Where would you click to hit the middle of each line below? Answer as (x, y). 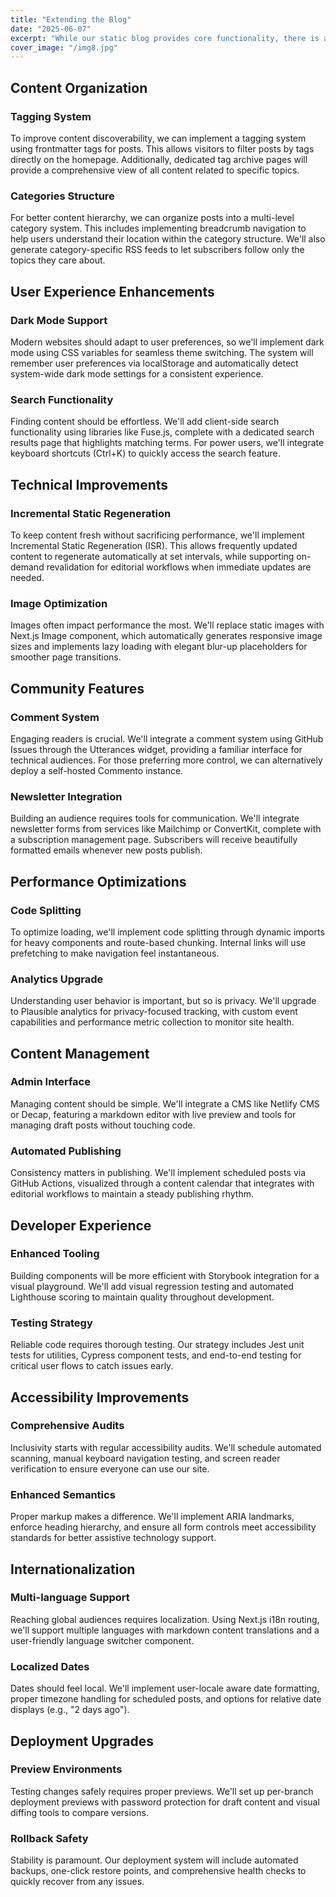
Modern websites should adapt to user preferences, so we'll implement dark (167, 342)
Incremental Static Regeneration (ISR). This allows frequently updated (154, 545)
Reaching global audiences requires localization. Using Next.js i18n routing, (165, 1619)
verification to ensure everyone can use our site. (110, 1468)
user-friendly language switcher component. (102, 1640)
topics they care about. (58, 260)
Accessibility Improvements (100, 1397)
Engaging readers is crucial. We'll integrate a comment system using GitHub (167, 738)
